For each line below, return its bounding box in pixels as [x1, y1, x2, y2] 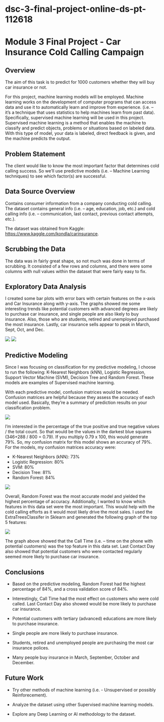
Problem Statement [5, 149, 66, 158]
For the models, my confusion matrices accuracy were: [5, 445, 117, 450]
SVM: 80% [12, 464, 34, 470]
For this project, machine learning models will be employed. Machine [5, 94, 144, 100]
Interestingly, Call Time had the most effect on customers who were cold [12, 596, 159, 601]
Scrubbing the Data [5, 245, 66, 253]
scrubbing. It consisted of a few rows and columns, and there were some [5, 263, 153, 269]
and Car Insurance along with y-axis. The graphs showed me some [5, 300, 141, 307]
